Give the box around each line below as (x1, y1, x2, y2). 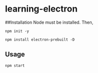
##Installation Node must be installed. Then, (5, 19, 94, 25)
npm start (5, 63, 25, 68)
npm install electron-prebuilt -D (5, 37, 75, 42)
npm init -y (5, 29, 29, 33)
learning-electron (5, 3, 78, 15)
